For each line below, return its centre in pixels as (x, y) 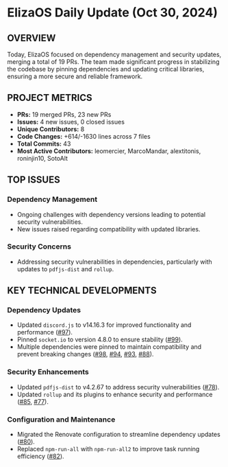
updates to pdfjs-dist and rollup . (65, 269)
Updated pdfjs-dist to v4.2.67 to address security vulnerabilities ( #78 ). (118, 387)
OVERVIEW (31, 38)
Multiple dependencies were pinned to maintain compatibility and (109, 347)
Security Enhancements (48, 372)
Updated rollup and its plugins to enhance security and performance (115, 394)
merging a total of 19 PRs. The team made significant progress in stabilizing (113, 62)
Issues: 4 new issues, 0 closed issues (71, 122)
